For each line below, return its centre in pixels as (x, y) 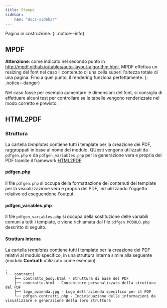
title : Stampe (20, 10)
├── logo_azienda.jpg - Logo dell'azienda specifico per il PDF (83, 292)
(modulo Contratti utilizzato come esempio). (51, 261)
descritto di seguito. (26, 227)
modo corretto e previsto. (32, 103)
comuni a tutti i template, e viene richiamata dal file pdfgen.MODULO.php (77, 222)
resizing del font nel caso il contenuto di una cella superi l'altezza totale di (81, 72)
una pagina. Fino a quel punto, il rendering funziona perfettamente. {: (76, 78)
